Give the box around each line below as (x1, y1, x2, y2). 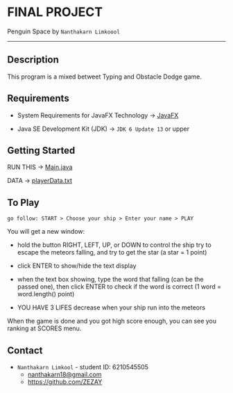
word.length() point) (17, 290, 75, 298)
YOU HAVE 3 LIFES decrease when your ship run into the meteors (17, 303, 206, 312)
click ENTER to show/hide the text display (17, 262, 137, 270)
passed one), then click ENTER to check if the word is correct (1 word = (17, 282, 222, 291)
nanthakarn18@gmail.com (27, 370, 102, 378)
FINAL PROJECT (7, 4, 103, 20)
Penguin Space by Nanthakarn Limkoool (7, 27, 120, 35)
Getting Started (7, 144, 76, 157)
